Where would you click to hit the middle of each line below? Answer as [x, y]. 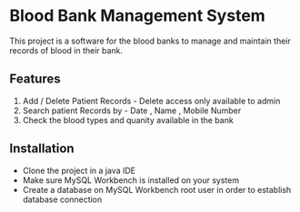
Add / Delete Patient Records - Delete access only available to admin [151, 101]
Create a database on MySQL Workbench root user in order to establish [157, 189]
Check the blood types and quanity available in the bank [128, 120]
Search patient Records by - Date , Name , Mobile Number [132, 111]
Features [35, 79]
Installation [42, 149]
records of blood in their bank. [66, 50]
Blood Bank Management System [137, 16]
